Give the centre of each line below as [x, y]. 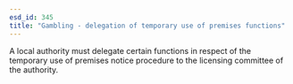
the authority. [34, 69]
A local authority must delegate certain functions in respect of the [130, 50]
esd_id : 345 [31, 17]
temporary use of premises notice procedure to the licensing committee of [146, 60]
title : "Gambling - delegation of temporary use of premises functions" [147, 26]
